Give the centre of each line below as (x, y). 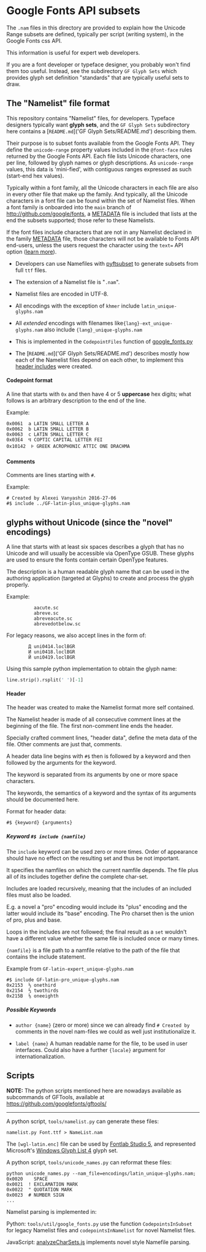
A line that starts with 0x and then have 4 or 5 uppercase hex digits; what (99, 394)
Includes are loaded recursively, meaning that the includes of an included (99, 889)
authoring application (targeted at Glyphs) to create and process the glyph (100, 578)
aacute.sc (46, 608)
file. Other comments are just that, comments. (64, 744)
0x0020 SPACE (27, 1179)
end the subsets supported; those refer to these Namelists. (81, 220)
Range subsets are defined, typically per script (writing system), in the (95, 34)
